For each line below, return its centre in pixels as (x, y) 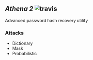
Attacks (15, 33)
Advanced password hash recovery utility (46, 20)
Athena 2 (19, 9)
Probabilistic (24, 54)
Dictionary (22, 43)
